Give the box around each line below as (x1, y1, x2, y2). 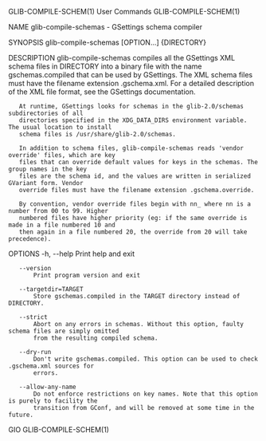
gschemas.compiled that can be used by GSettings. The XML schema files (8, 70, 253, 79)
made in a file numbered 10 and (8, 221, 115, 229)
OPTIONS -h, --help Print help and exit (8, 249, 135, 258)
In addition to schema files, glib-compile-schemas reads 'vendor (18, 144, 244, 152)
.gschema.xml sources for (8, 362, 94, 370)
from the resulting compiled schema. (33, 334, 158, 342)
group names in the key (8, 165, 88, 173)
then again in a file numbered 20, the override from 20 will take (18, 228, 248, 236)
